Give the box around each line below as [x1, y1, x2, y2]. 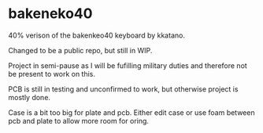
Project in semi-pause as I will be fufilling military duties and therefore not [8, 60, 248, 70]
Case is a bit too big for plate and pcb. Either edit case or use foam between [8, 107, 255, 117]
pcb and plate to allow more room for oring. [8, 116, 150, 125]
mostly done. [8, 92, 51, 102]
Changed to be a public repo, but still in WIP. [8, 45, 153, 55]
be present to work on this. [8, 69, 96, 78]
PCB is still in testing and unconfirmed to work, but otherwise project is [8, 84, 239, 94]
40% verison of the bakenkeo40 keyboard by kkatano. [8, 31, 185, 40]
